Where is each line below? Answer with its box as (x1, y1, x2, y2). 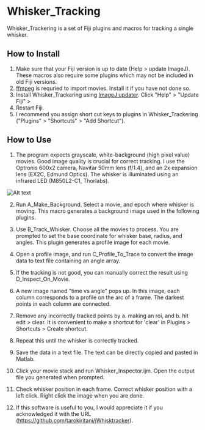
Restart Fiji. (15, 104, 45, 111)
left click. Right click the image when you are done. (15, 391, 145, 399)
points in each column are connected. (15, 300, 112, 307)
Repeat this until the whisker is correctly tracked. (15, 336, 139, 344)
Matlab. (15, 355, 35, 362)
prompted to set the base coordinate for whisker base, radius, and (15, 232, 182, 239)
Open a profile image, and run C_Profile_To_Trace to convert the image (15, 250, 194, 258)
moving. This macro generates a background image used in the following (15, 207, 200, 215)
